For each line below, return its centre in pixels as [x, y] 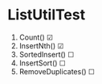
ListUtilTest [47, 15]
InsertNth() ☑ [41, 45]
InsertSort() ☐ [42, 63]
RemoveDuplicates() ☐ [57, 71]
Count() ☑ [36, 37]
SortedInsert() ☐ [47, 54]
